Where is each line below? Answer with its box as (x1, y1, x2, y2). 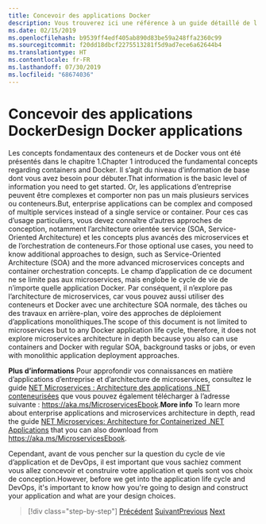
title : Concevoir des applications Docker (8, 11, 151, 20)
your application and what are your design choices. (8, 491, 176, 500)
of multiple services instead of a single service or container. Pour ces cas (8, 207, 249, 217)
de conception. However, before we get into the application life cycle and (8, 474, 246, 484)
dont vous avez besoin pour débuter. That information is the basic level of (8, 173, 248, 183)
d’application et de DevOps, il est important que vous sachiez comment (8, 457, 241, 467)
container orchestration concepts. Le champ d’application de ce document (8, 266, 253, 275)
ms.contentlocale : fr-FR (8, 56, 91, 64)
